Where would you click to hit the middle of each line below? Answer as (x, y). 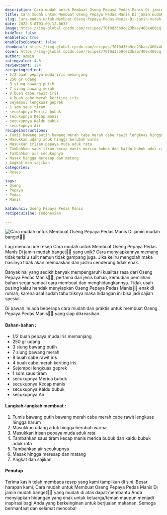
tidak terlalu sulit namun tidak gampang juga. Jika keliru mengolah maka (79, 257)
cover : (12, 51)
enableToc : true (22, 38)
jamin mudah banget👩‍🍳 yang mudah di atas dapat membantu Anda (74, 492)
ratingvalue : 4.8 (23, 61)
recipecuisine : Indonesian (33, 213)
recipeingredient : (24, 70)
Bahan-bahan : (21, 325)
